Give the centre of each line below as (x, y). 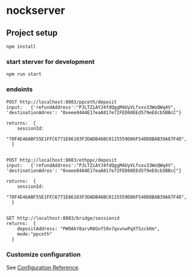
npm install (21, 46)
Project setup (32, 33)
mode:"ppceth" (35, 234)
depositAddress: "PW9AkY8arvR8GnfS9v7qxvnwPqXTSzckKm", (89, 229)
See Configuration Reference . (43, 267)
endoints (20, 89)
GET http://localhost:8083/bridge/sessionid (63, 218)
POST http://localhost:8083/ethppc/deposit (62, 160)
